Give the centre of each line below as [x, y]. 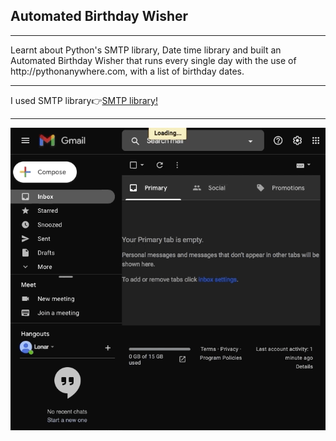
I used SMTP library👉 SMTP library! [84, 100]
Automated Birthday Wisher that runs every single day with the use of [153, 60]
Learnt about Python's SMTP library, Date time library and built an [146, 50]
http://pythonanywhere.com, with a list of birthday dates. [127, 71]
